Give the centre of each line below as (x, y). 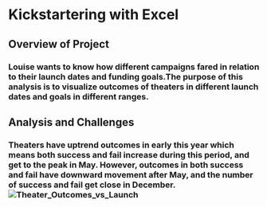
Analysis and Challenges (71, 122)
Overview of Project (59, 44)
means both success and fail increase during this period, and (129, 154)
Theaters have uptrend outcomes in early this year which (122, 145)
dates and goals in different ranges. (79, 96)
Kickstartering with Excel (94, 15)
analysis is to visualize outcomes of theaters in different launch (133, 87)
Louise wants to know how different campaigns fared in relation (134, 67)
